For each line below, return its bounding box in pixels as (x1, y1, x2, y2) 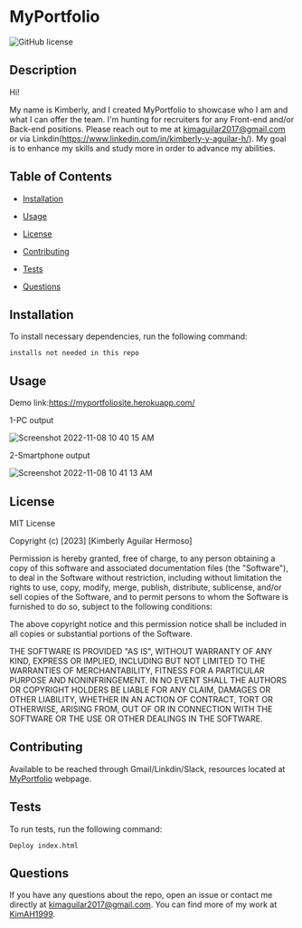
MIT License (9, 518, 56, 528)
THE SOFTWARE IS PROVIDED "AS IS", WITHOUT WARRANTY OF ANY (9, 646, 273, 656)
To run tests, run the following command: (9, 823, 163, 835)
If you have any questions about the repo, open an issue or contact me (9, 890, 273, 901)
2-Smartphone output (9, 450, 90, 461)
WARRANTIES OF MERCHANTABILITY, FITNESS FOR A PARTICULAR (9, 665, 265, 676)
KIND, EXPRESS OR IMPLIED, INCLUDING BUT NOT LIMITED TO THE (9, 655, 266, 666)
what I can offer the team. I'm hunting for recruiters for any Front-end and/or (9, 113, 295, 124)
